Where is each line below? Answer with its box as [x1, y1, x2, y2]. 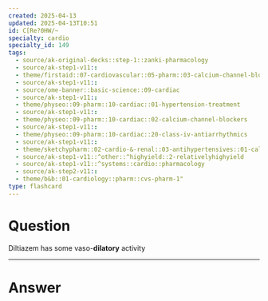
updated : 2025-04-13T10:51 [8, 19, 98, 27]
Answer [8, 279, 61, 296]
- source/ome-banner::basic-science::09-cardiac [15, 85, 180, 94]
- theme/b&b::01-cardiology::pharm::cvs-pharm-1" [15, 175, 183, 184]
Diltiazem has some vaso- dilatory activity [8, 243, 146, 252]
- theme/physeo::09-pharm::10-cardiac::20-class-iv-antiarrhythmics [15, 130, 248, 138]
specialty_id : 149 [8, 42, 69, 50]
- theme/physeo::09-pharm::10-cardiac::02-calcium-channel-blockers [15, 116, 248, 124]
